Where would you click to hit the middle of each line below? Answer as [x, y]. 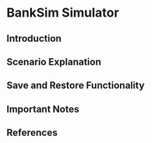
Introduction [34, 39]
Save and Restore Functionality [76, 86]
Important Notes [43, 109]
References [32, 133]
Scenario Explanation [54, 61]
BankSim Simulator [63, 13]
